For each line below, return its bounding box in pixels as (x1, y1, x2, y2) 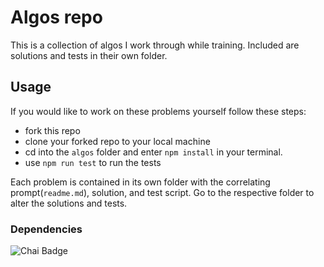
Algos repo (10, 6, 103, 29)
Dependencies (10, 222, 83, 236)
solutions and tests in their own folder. (10, 49, 168, 61)
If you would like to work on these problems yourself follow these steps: (10, 105, 307, 117)
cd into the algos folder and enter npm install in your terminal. (24, 146, 283, 158)
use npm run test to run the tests (24, 156, 162, 168)
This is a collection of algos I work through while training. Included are (10, 39, 300, 51)
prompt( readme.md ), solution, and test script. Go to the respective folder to (10, 186, 315, 198)
